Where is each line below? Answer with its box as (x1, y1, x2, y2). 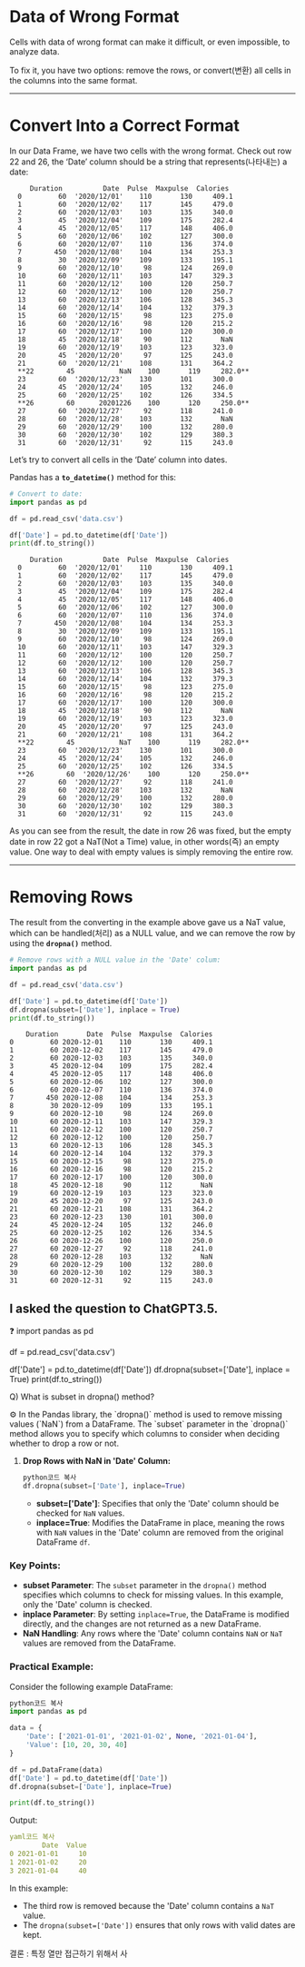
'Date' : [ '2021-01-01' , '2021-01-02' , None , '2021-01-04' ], (25, 1732, 258, 1741)
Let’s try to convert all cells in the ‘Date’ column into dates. (9, 454, 228, 465)
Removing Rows (9, 887, 133, 907)
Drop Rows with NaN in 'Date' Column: (22, 1456, 171, 1467)
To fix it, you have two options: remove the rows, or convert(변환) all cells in (9, 64, 292, 75)
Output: (9, 1814, 38, 1826)
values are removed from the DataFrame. (22, 1637, 177, 1649)
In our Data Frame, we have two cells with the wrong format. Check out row (9, 145, 292, 156)
